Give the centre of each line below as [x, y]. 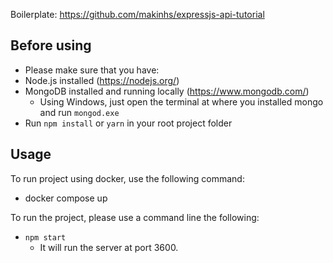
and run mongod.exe [79, 112]
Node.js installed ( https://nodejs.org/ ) [102, 80]
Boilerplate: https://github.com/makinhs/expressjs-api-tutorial [137, 14]
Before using [51, 45]
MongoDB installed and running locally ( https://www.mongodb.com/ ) [167, 91]
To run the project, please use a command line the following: [135, 217]
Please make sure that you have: [92, 70]
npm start [45, 237]
